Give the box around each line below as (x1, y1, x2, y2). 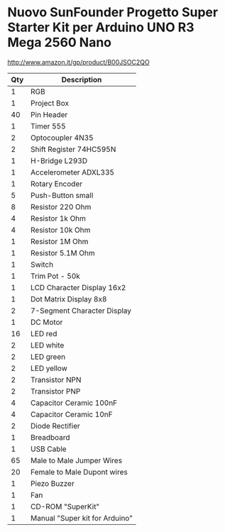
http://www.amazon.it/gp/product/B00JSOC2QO (7, 57, 150, 66)
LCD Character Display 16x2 (31, 282, 126, 292)
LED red (31, 328, 57, 338)
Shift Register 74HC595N (31, 144, 116, 154)
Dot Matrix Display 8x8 (31, 294, 107, 304)
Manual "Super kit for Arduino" (31, 513, 133, 523)
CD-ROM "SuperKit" (31, 501, 100, 511)
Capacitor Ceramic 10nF (31, 409, 113, 419)
